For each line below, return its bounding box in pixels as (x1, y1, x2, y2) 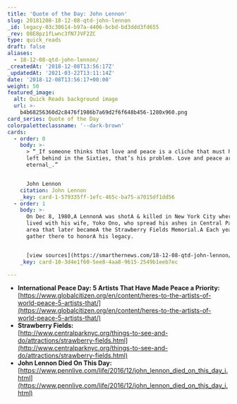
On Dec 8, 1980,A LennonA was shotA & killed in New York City (25, 213, 217, 220)
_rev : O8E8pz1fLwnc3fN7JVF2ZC (7, 30, 97, 37)
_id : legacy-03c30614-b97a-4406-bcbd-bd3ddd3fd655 (7, 23, 159, 30)
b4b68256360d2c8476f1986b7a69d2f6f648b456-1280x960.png (20, 109, 188, 116)
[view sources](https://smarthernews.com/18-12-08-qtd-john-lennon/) (25, 251, 235, 259)
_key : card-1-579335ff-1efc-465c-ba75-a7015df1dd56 (20, 194, 175, 201)
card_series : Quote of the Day (7, 115, 99, 122)
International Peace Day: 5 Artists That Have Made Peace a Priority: (17, 284, 220, 292)
